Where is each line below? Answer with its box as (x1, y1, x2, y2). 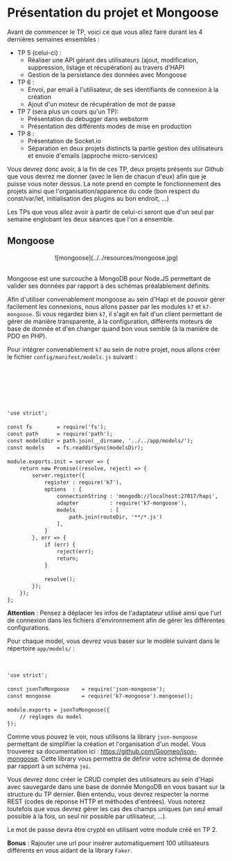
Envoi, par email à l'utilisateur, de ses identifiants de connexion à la (27, 85, 219, 93)
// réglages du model (19, 713, 82, 720)
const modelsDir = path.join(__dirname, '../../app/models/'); (7, 437, 194, 444)
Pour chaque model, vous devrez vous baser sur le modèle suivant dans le (7, 637, 220, 645)
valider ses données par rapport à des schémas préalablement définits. (7, 282, 211, 290)
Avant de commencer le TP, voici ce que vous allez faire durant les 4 (7, 28, 203, 36)
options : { (44, 486, 82, 493)
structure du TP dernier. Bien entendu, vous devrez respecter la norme (7, 790, 209, 798)
